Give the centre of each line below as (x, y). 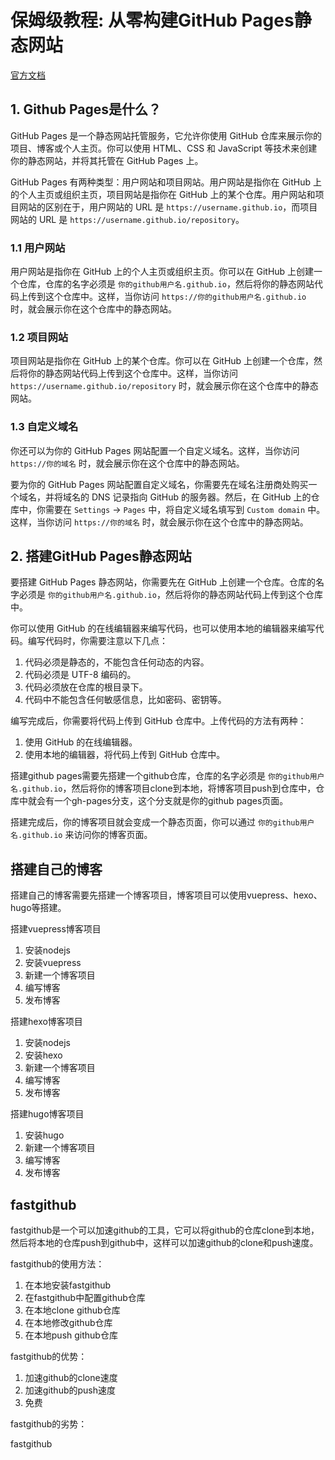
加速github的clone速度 (71, 1378)
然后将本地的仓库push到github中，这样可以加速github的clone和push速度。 (164, 1243)
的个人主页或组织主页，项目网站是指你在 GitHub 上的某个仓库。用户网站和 (163, 194)
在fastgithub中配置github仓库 (85, 1298)
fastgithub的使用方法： (57, 1264)
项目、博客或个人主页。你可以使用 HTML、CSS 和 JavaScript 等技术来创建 (164, 148)
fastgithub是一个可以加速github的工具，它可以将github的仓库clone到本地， (165, 1230)
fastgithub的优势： (49, 1357)
